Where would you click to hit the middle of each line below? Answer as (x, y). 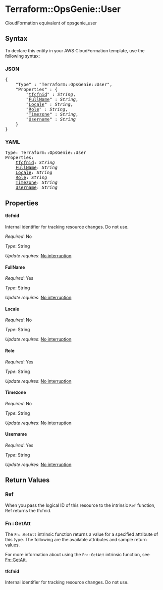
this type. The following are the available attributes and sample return (76, 539)
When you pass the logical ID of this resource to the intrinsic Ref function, (80, 505)
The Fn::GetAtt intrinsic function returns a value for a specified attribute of (82, 534)
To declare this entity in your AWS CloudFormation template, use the (75, 50)
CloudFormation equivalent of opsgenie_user (51, 23)
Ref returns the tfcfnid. (28, 510)
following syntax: (23, 56)
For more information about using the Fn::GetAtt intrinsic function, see (78, 554)
